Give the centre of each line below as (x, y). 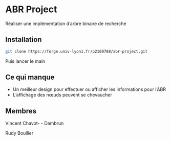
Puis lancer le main (25, 61)
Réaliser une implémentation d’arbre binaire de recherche (66, 24)
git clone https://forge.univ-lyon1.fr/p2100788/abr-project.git (76, 51)
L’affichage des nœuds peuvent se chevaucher (62, 95)
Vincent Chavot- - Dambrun (35, 123)
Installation (24, 40)
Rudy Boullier (19, 133)
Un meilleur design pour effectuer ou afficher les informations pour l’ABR (89, 89)
